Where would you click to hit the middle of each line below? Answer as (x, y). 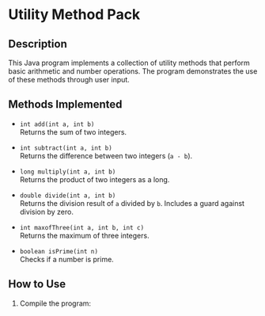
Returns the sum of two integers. (73, 131)
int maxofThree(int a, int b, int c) (82, 227)
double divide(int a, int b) (68, 196)
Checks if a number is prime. (67, 259)
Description (38, 44)
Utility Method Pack (74, 15)
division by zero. (46, 211)
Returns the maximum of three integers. (84, 235)
